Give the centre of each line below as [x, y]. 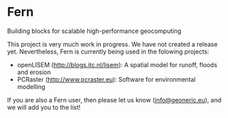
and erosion [34, 72]
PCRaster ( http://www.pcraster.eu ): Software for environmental [106, 79]
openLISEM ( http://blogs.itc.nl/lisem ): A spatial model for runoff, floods [117, 64]
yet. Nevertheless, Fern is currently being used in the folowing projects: [108, 51]
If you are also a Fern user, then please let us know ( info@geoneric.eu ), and [114, 99]
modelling [31, 86]
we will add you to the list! [44, 107]
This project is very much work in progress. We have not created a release [112, 44]
